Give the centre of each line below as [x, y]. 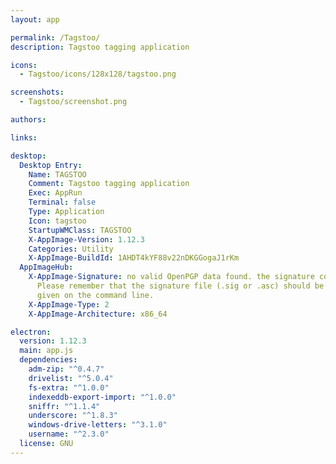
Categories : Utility [71, 249]
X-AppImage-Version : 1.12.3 [86, 239]
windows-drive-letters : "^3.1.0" [98, 425]
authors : [28, 120]
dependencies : [48, 360]
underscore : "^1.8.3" [73, 416]
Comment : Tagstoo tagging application [109, 184]
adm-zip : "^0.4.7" [66, 369]
